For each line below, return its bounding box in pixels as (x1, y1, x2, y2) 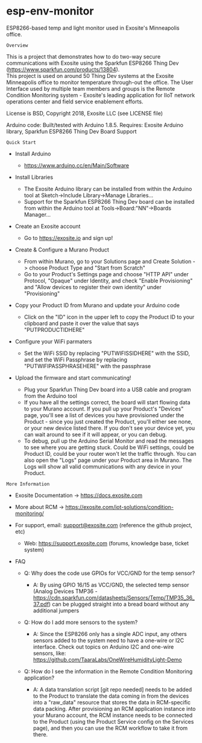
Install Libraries (14, 174, 53, 181)
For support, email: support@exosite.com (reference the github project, (14, 521, 193, 528)
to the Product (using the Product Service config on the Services (33, 718, 194, 725)
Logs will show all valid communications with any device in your (24, 462, 183, 470)
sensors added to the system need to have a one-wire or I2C (33, 637, 185, 644)
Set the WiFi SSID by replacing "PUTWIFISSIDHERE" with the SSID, (24, 349, 190, 357)
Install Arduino (14, 150, 51, 157)
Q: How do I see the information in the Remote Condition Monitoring (24, 667, 193, 675)
